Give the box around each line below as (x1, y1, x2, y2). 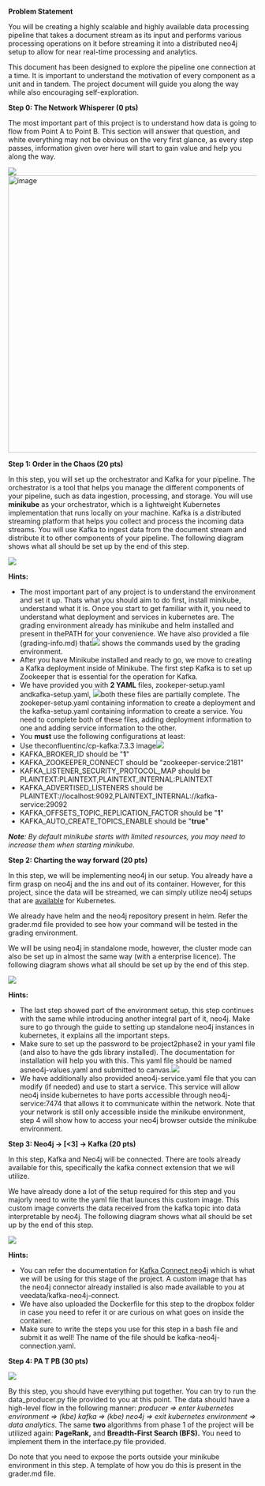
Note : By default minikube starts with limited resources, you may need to (8, 832, 246, 841)
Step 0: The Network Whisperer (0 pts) (8, 103, 139, 112)
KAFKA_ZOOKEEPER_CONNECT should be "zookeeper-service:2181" (19, 758, 244, 767)
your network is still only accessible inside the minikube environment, (19, 1107, 246, 1116)
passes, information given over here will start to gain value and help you (8, 144, 242, 152)
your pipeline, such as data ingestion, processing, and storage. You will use (8, 491, 254, 501)
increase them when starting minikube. (8, 840, 136, 850)
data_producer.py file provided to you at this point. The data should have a (8, 1395, 250, 1404)
